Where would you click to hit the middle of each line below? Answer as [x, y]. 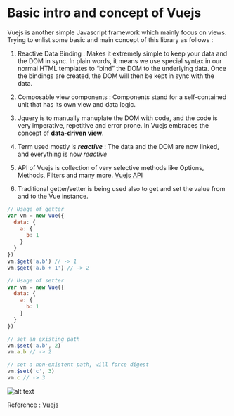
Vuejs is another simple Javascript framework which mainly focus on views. [117, 32]
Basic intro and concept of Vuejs [104, 13]
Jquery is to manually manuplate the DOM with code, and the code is [117, 118]
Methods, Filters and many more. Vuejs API [80, 175]
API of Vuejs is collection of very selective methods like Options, [111, 167]
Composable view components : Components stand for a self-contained [122, 97]
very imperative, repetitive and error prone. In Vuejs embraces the [113, 125]
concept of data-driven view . [60, 133]
